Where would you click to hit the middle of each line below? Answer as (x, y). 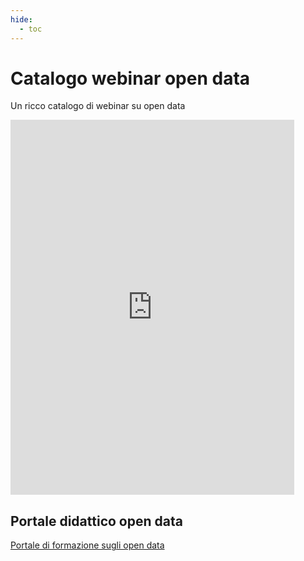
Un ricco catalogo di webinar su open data (98, 106)
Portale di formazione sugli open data (87, 545)
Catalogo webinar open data (130, 78)
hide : (21, 19)
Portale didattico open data (96, 521)
